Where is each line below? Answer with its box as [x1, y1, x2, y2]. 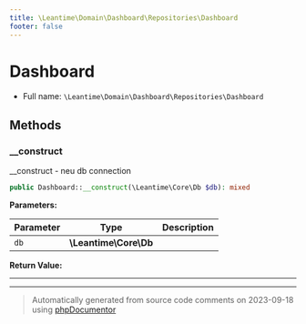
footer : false [9, 22, 64, 31]
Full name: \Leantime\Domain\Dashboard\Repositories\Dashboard [22, 91, 264, 102]
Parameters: [9, 199, 57, 210]
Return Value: [9, 260, 63, 270]
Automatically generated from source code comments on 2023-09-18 [31, 295, 294, 305]
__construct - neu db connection [9, 166, 132, 177]
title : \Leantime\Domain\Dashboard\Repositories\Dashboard [9, 13, 239, 23]
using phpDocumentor [31, 304, 117, 315]
